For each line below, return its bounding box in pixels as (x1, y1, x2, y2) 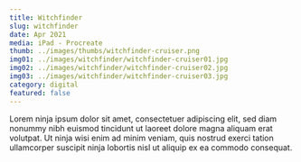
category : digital (9, 80, 79, 89)
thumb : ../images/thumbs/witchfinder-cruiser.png (9, 47, 201, 56)
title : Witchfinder (9, 13, 83, 22)
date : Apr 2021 (9, 30, 67, 39)
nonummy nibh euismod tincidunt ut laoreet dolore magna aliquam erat (9, 122, 273, 133)
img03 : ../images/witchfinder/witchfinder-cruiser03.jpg (9, 72, 229, 81)
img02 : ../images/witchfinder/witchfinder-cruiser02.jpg (9, 64, 229, 73)
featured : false (9, 88, 71, 97)
